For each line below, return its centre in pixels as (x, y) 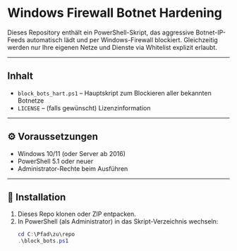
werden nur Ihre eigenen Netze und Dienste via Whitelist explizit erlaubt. (112, 47)
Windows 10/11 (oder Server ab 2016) (71, 153)
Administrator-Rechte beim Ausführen (73, 168)
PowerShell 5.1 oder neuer (55, 161)
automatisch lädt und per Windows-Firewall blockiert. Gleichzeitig (122, 39)
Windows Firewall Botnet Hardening (115, 13)
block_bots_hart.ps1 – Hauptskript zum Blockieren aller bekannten (114, 93)
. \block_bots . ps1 (43, 241)
